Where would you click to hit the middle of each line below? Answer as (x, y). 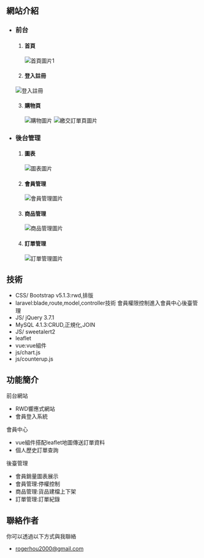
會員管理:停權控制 (37, 484)
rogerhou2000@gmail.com (49, 549)
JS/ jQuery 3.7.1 (35, 318)
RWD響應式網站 (35, 409)
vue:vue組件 (31, 346)
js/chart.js (28, 353)
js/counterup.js (34, 359)
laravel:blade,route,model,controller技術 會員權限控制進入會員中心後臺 (104, 303)
